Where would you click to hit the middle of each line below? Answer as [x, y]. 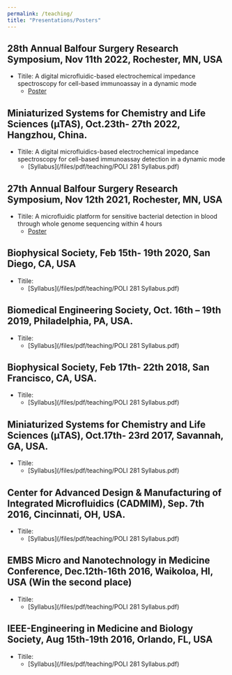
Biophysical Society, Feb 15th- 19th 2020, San [109, 253]
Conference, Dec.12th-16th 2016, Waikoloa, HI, [110, 571]
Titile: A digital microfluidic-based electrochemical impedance [106, 76]
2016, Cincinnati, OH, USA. [66, 514]
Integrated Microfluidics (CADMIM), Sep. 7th [106, 503]
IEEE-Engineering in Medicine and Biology [100, 629]
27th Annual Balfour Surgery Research [93, 188]
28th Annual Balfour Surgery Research [93, 49]
